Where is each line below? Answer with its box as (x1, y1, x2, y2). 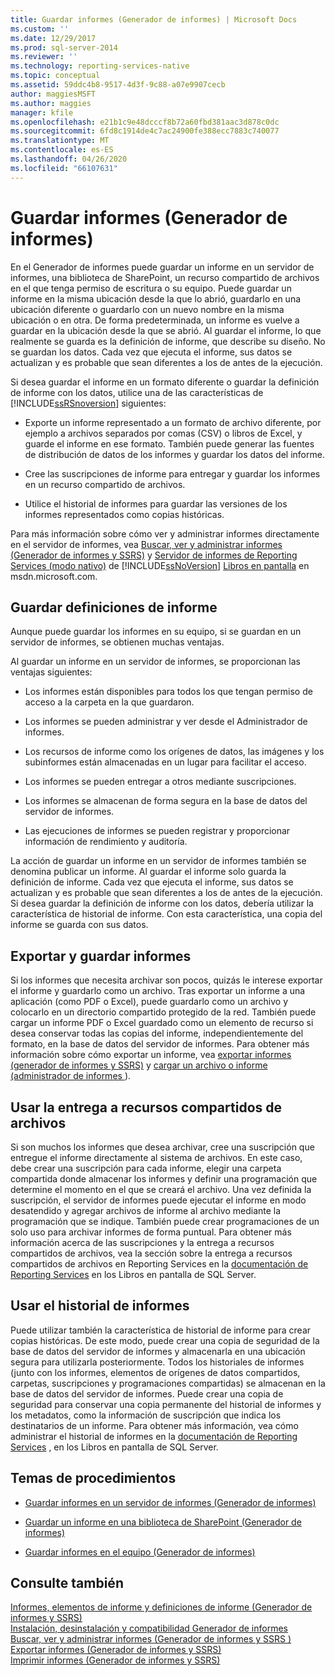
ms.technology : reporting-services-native (10, 61, 190, 71)
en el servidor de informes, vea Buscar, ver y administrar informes (10, 538, 283, 550)
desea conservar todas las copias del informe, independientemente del (10, 1027, 304, 1040)
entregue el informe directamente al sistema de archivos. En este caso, (10, 1152, 303, 1163)
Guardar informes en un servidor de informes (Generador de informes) (24, 1496, 317, 1508)
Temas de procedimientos (10, 1470, 177, 1487)
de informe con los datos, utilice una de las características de (10, 386, 264, 398)
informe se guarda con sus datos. (10, 919, 149, 931)
